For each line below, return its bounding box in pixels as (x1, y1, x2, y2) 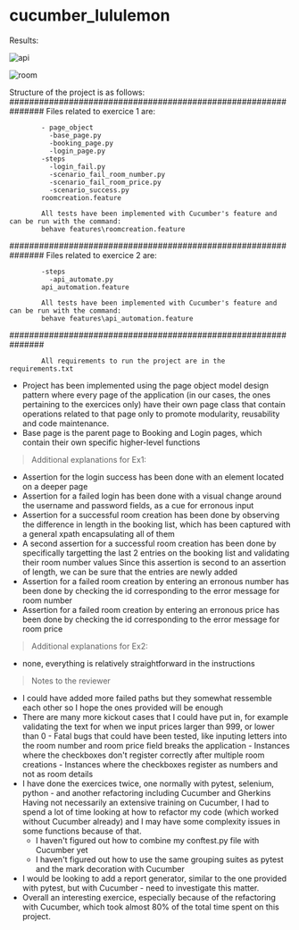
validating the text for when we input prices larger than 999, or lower (21, 721, 275, 732)
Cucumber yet (35, 844, 88, 855)
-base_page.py (48, 130, 102, 139)
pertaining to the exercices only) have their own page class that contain (21, 398, 286, 409)
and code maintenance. (21, 417, 110, 429)
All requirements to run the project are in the (41, 356, 226, 365)
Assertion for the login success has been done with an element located (21, 471, 284, 482)
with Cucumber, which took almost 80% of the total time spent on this (21, 901, 279, 912)
